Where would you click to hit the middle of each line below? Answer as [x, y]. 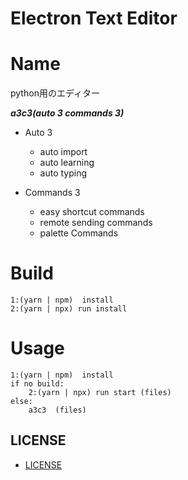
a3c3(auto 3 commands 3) [67, 113]
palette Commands [79, 233]
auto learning [67, 163]
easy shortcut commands [92, 212]
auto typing [63, 173]
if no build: [37, 384]
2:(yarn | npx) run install [69, 309]
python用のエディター [55, 93]
